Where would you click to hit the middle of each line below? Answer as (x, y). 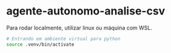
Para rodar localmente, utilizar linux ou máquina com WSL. (79, 28)
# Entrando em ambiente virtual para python (63, 39)
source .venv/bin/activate (40, 44)
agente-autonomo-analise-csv (86, 11)
